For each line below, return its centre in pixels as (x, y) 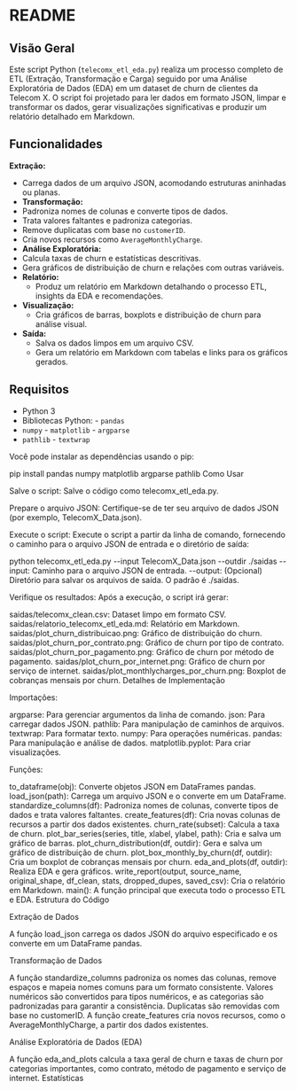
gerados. (51, 362)
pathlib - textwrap (56, 439)
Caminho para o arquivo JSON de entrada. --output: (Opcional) (148, 570)
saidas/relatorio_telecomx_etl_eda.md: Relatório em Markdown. (125, 623)
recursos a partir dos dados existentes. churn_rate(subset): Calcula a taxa (145, 824)
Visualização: (48, 305)
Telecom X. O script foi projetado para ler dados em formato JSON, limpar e (148, 97)
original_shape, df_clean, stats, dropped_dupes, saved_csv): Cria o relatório (147, 880)
